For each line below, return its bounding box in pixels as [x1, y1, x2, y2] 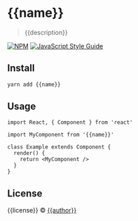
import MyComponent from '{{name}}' [7, 132, 114, 139]
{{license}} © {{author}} [7, 206, 77, 215]
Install [7, 62, 35, 75]
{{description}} [24, 28, 68, 37]
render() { [13, 150, 46, 157]
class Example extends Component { [7, 144, 111, 151]
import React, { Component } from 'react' [7, 119, 133, 126]
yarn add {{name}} [7, 81, 61, 88]
